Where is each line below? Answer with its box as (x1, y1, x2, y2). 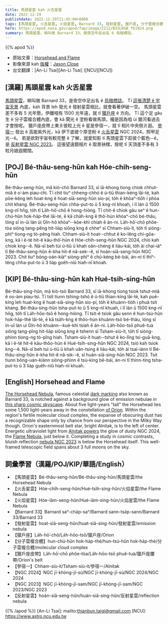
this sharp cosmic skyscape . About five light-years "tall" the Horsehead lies (5, 401, 161, 408)
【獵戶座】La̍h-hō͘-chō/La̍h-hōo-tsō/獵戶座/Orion (12, 532, 114, 538)
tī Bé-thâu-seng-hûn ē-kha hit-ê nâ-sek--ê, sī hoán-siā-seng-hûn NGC (5, 248, 151, 254)
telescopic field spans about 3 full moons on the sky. (21, 444, 130, 450)
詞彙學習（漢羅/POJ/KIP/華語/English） (5, 460, 128, 468)
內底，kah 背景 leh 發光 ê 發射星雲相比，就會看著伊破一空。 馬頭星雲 (19, 104, 161, 110)
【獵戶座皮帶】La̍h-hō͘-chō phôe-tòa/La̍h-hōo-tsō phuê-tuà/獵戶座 (12, 551, 150, 557)
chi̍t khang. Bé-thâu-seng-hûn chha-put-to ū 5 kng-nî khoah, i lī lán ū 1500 (5, 201, 159, 207)
